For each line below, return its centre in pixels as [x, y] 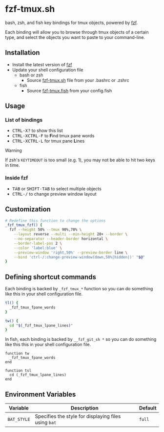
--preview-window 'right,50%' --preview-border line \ [71, 253]
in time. [13, 165]
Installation [22, 53]
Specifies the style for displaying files [78, 416]
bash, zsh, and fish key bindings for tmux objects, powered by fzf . [72, 23]
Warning [13, 151]
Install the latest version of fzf [42, 64]
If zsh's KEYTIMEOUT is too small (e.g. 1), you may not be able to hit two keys [80, 160]
